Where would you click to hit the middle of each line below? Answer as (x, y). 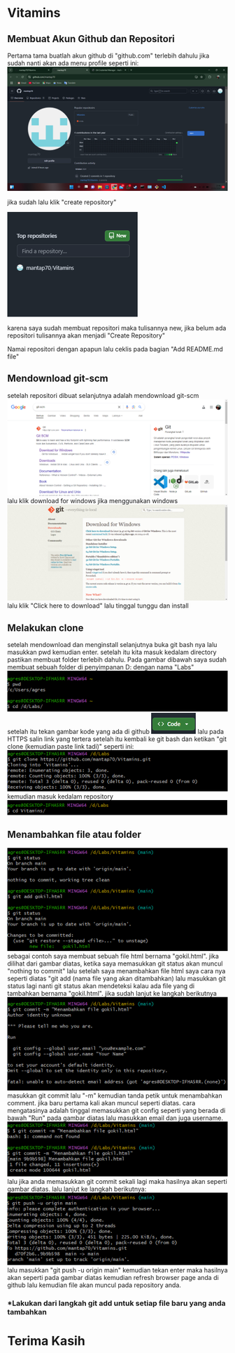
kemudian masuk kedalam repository (60, 796)
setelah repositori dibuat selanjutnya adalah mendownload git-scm (103, 395)
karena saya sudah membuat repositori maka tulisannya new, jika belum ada (117, 328)
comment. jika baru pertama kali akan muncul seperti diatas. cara (101, 1103)
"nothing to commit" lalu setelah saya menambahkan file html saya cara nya (116, 971)
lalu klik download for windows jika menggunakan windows (93, 500)
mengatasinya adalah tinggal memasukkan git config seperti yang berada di (116, 1111)
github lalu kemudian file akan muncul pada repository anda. (94, 1285)
